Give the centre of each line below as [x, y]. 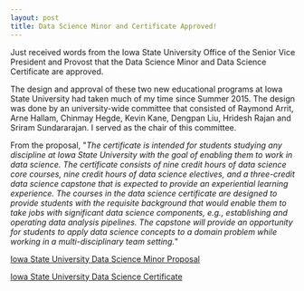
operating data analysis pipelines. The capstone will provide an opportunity [152, 222]
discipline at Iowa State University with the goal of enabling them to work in [152, 154]
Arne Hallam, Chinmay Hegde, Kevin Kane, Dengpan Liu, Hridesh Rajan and [151, 118]
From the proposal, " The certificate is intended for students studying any [147, 145]
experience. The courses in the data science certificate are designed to [144, 193]
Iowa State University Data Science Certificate [97, 276]
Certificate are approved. [57, 71]
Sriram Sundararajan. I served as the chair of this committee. [123, 127]
